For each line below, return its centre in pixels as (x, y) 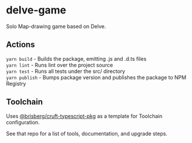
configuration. (23, 122)
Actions (20, 45)
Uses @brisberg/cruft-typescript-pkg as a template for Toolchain (84, 116)
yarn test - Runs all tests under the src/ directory (66, 71)
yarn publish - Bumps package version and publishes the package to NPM (96, 77)
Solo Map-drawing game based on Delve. (56, 26)
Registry (16, 83)
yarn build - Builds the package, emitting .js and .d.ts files (76, 58)
